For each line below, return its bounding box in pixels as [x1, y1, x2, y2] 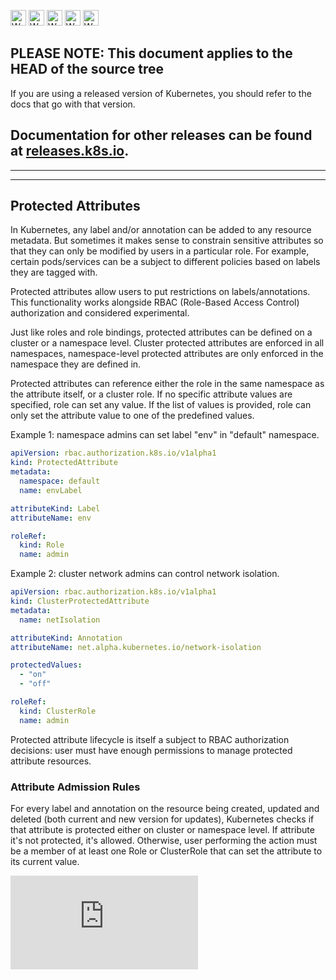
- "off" [19, 679, 52, 689]
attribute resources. [10, 755, 92, 767]
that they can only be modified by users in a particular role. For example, [10, 245, 310, 257]
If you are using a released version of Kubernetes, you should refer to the [10, 87, 312, 99]
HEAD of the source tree [10, 61, 165, 78]
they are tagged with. [10, 266, 98, 279]
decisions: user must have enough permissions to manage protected [10, 744, 293, 756]
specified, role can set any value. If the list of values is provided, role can [10, 399, 312, 411]
